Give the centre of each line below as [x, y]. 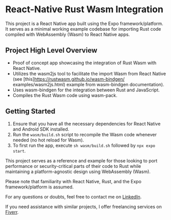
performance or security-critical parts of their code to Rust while [73, 166]
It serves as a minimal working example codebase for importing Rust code [83, 29]
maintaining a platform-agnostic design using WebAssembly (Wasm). [78, 172]
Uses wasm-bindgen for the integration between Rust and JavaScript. [86, 90]
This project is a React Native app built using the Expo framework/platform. [84, 23]
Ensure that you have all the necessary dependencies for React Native [87, 124]
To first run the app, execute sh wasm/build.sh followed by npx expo [84, 145]
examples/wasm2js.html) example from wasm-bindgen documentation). [88, 84]
